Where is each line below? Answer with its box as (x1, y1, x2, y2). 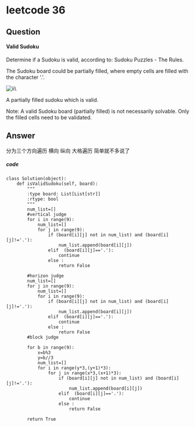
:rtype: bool (27, 196, 59, 202)
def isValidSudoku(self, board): (16, 181, 98, 187)
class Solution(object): (6, 175, 67, 181)
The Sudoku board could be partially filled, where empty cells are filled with (6, 67, 189, 74)
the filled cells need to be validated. (6, 113, 92, 120)
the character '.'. (6, 74, 45, 81)
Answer (6, 131, 36, 141)
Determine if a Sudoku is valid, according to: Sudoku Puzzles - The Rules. (6, 56, 184, 63)
